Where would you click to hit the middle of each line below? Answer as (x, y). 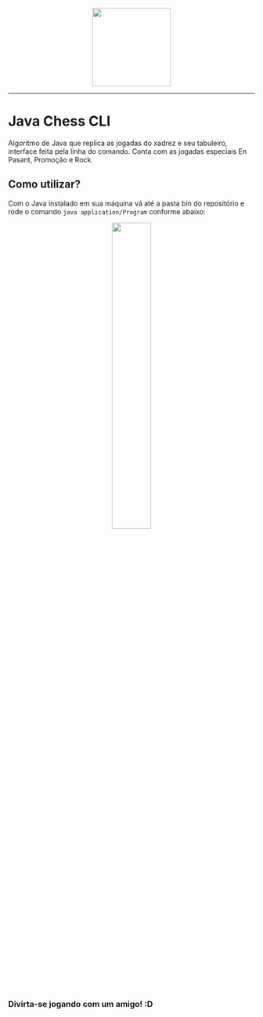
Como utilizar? (44, 184)
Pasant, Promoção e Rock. (51, 159)
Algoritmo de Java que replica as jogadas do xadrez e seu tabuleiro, (118, 143)
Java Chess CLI (59, 121)
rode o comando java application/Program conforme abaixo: (107, 211)
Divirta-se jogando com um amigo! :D (81, 1004)
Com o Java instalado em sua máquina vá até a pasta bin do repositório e (126, 203)
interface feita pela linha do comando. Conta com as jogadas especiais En (128, 151)
